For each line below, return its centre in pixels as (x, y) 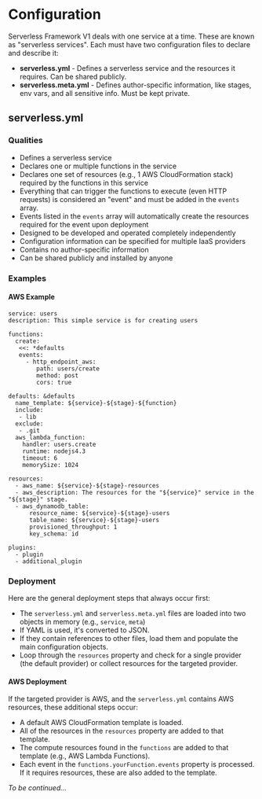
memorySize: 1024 (51, 465)
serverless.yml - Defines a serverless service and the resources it (127, 68)
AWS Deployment (38, 681)
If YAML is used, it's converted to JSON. (84, 630)
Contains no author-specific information (84, 249)
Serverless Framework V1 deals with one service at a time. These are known (131, 36)
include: (29, 410)
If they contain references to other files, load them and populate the (129, 639)
